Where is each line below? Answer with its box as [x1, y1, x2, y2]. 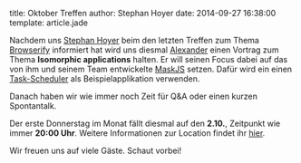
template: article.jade [9, 17, 89, 28]
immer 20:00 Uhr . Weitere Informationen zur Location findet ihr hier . [9, 128, 266, 139]
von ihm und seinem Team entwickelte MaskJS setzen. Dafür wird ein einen [9, 63, 293, 74]
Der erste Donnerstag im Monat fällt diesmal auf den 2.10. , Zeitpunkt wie [9, 118, 281, 129]
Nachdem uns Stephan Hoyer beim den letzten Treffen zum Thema [9, 35, 260, 45]
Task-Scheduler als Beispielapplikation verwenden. [9, 73, 200, 84]
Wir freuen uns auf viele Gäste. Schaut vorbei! [9, 145, 182, 156]
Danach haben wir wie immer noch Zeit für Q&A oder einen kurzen [9, 91, 258, 101]
